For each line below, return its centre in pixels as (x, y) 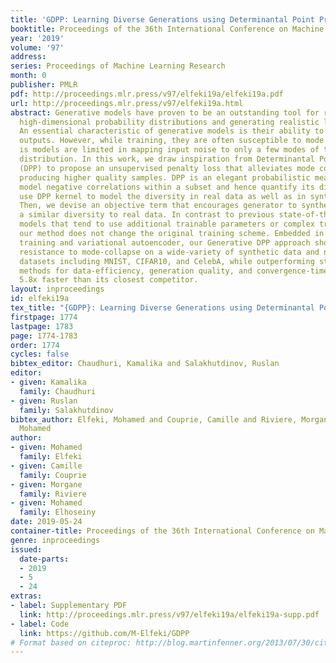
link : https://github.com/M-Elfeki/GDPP (104, 633)
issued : (26, 549)
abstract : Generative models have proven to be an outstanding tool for (165, 112)
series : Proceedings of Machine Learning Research (118, 66)
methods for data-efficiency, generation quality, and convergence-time (174, 271)
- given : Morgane (46, 484)
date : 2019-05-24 (46, 522)
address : (28, 57)
